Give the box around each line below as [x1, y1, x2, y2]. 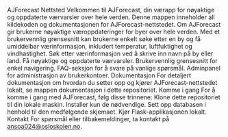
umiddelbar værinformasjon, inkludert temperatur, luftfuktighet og [7, 42, 193, 50]
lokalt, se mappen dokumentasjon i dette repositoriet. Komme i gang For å [7, 86, 216, 94]
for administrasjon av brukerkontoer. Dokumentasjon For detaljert [7, 71, 192, 79]
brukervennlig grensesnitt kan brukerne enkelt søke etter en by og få [7, 35, 201, 43]
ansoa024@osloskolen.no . [7, 123, 82, 130]
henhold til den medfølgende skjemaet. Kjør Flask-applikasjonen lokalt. [7, 108, 207, 116]
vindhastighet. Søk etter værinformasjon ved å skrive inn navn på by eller [7, 49, 214, 58]
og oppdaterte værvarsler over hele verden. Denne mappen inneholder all [7, 13, 215, 21]
